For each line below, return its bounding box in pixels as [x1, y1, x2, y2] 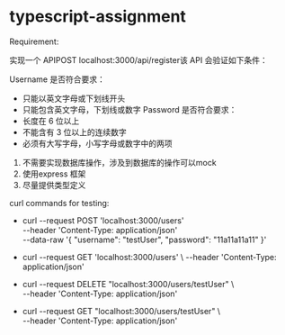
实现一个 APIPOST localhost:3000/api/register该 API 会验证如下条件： [9, 54, 268, 65]
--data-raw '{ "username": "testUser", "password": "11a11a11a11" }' [22, 234, 267, 245]
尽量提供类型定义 [22, 179, 86, 190]
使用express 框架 [22, 168, 86, 179]
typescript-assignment [9, 6, 187, 27]
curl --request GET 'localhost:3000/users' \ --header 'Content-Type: [22, 251, 277, 262]
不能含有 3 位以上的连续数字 [22, 126, 128, 137]
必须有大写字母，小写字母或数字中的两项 [22, 138, 173, 149]
